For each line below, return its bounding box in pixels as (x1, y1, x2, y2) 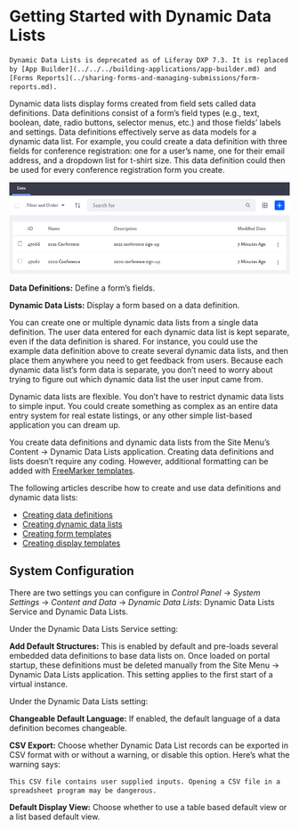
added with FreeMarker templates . (9, 465, 136, 476)
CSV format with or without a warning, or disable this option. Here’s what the (9, 749, 290, 759)
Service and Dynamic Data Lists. (9, 606, 129, 617)
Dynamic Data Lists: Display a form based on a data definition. (9, 300, 240, 311)
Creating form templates (21, 529, 112, 539)
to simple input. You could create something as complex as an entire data (9, 401, 279, 412)
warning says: (9, 759, 61, 769)
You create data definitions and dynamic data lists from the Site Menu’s (9, 437, 271, 447)
